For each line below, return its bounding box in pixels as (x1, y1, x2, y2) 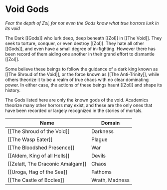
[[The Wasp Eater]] (7, 136, 53, 143)
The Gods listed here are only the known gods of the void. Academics (5, 96, 149, 103)
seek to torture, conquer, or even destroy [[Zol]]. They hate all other (5, 40, 145, 46)
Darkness (91, 127, 114, 134)
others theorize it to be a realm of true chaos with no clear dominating (5, 76, 149, 82)
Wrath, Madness (91, 176, 130, 183)
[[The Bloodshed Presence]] (7, 144, 75, 151)
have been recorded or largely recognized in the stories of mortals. (5, 107, 143, 113)
